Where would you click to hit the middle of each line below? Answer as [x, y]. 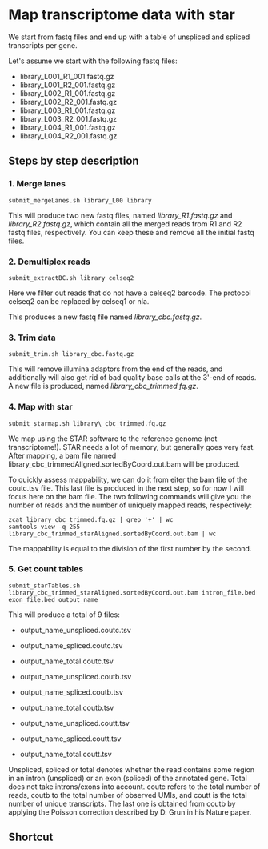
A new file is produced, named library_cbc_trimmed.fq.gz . [103, 386]
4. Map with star [41, 407]
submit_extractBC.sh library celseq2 [71, 278]
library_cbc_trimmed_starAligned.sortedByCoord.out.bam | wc [112, 534]
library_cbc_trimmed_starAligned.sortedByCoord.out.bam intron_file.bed [132, 593]
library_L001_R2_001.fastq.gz [68, 85]
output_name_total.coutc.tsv [66, 661]
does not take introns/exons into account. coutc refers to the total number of [134, 787]
